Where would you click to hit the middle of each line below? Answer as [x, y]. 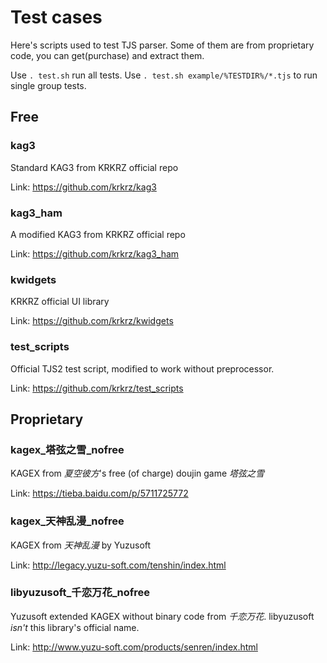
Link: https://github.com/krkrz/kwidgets [92, 321]
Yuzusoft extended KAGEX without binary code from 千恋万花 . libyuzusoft [162, 616]
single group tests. [48, 85]
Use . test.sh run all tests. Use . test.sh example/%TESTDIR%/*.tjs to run [164, 75]
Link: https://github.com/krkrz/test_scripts [97, 388]
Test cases [56, 17]
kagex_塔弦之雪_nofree [67, 449]
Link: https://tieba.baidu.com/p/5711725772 [99, 493]
